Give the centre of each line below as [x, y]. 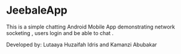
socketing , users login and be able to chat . [60, 33]
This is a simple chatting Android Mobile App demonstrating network [90, 27]
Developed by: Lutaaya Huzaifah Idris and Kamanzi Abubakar [82, 45]
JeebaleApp [37, 10]
